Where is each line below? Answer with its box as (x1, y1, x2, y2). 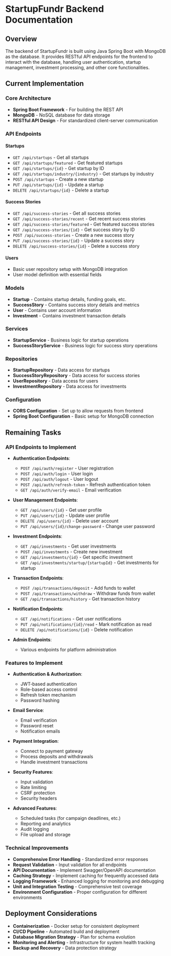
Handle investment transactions (20, 759, 88, 765)
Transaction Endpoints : (12, 575, 64, 581)
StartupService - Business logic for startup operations (12, 337, 129, 343)
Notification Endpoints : (12, 606, 64, 612)
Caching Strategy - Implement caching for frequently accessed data (12, 872, 159, 878)
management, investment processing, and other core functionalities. (5, 65, 150, 70)
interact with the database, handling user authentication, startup (5, 59, 141, 65)
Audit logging (20, 826, 49, 832)
